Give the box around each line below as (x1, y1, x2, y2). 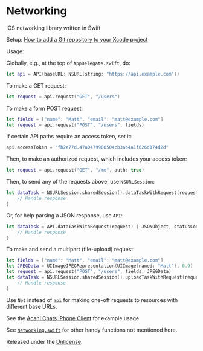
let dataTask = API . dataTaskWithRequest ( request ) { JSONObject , (6, 224, 172, 230)
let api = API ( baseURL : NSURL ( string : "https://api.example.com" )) (6, 71, 180, 77)
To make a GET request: (6, 82, 66, 89)
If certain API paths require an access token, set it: (6, 133, 132, 140)
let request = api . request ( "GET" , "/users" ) (6, 94, 120, 100)
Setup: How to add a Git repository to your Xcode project (6, 36, 148, 43)
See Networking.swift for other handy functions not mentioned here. (6, 326, 178, 333)
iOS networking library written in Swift (6, 24, 101, 31)
